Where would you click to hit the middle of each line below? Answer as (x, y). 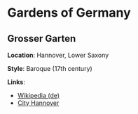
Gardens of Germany (69, 13)
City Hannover (38, 103)
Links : (16, 82)
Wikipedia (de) (39, 96)
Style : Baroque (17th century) (50, 68)
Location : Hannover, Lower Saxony (58, 55)
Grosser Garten (42, 39)
